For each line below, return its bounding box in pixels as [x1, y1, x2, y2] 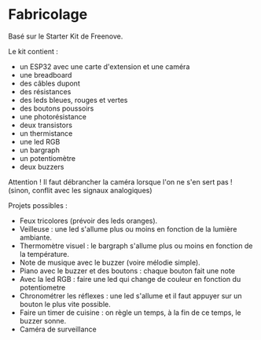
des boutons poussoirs [19, 104, 94, 113]
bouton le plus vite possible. [19, 299, 112, 309]
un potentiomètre [19, 153, 76, 163]
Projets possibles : [8, 200, 68, 210]
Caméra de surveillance [19, 324, 97, 334]
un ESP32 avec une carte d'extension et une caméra [19, 61, 190, 71]
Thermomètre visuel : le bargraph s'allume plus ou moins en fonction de [19, 241, 253, 250]
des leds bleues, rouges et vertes [19, 95, 128, 104]
